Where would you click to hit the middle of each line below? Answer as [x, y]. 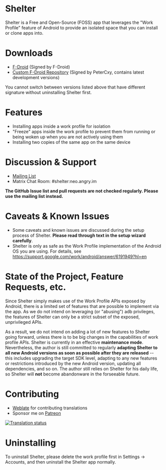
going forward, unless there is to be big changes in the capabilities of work [82, 337]
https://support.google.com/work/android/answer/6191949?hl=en [80, 256]
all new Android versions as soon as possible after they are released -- [80, 353]
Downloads [29, 53]
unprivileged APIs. [24, 322]
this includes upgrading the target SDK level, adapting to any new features [81, 358]
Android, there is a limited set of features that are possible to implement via [82, 306]
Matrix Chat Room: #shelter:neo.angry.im [54, 181]
